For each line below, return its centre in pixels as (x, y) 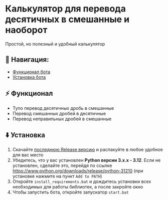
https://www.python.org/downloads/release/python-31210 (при (78, 171)
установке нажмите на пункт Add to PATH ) (57, 176)
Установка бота (29, 77)
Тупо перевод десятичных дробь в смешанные (63, 108)
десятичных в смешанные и (67, 19)
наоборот (26, 30)
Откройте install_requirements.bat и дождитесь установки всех (82, 181)
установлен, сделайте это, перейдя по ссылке (62, 165)
